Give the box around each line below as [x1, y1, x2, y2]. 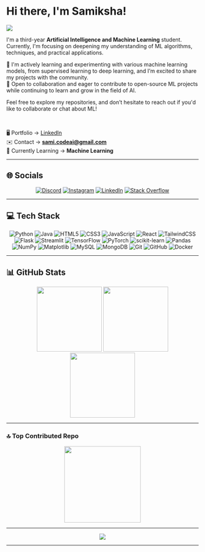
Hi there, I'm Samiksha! [6, 4, 127, 18]
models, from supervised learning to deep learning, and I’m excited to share [6, 67, 197, 74]
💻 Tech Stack [6, 211, 60, 221]
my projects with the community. [6, 73, 88, 81]
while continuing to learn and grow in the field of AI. [6, 87, 136, 94]
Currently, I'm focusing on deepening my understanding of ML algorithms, [6, 42, 193, 49]
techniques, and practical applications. [6, 49, 104, 56]
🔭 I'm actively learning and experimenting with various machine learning [6, 60, 188, 68]
